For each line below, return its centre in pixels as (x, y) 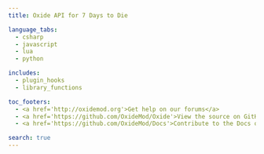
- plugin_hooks (40, 80)
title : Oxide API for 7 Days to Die (68, 15)
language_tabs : (33, 29)
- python (29, 59)
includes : (24, 73)
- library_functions (49, 87)
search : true (29, 138)
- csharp (29, 37)
